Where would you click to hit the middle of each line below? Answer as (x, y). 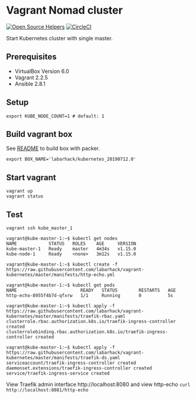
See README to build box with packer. (53, 148)
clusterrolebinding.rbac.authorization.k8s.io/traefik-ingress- (87, 332)
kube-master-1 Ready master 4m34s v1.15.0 (71, 249)
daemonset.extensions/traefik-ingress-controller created (79, 368)
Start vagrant (31, 178)
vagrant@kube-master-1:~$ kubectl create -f (62, 264)
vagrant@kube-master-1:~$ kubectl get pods (61, 285)
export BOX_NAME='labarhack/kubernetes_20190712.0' (71, 159)
